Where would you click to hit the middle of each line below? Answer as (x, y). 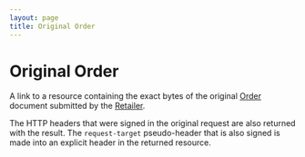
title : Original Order (52, 26)
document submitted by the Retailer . (77, 106)
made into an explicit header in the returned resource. (110, 142)
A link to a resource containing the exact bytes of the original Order (136, 96)
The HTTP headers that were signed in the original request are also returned (152, 123)
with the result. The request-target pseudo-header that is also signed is (145, 133)
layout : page (34, 18)
